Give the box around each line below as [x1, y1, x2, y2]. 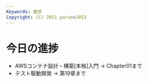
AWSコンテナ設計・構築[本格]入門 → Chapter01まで [14, 62, 143, 70]
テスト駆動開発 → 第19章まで [14, 70, 87, 77]
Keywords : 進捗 [6, 8, 42, 15]
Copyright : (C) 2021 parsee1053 [6, 14, 87, 20]
